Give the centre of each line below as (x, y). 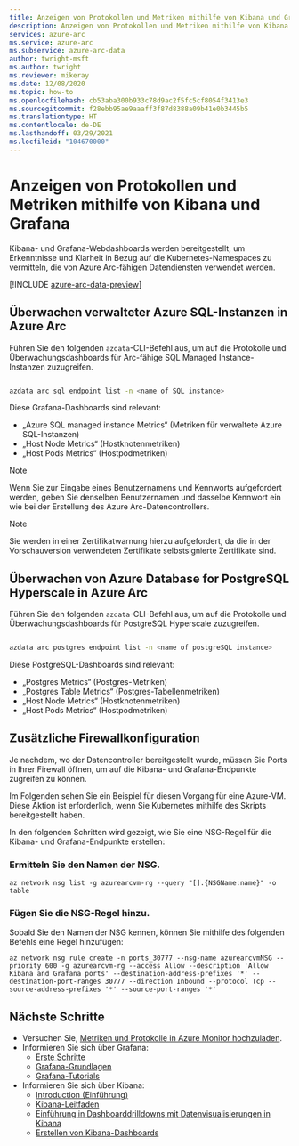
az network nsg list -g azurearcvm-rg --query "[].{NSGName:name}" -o (143, 883)
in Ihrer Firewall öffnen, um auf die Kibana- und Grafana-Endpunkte (133, 769)
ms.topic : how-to (41, 92)
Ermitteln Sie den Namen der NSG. (85, 865)
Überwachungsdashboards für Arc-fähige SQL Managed (113, 357)
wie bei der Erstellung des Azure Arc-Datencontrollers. (109, 507)
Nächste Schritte (57, 1016)
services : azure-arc (48, 34)
